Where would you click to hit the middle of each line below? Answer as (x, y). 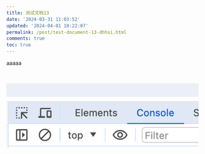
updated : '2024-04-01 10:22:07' (47, 26)
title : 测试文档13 (28, 13)
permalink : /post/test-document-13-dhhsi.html (67, 32)
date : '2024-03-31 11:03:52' (43, 19)
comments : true (26, 39)
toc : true (19, 45)
